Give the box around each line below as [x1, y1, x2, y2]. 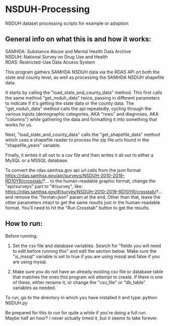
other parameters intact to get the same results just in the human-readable [5, 199, 160, 205]
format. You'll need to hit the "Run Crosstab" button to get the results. [5, 205, 150, 211]
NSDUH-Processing [5, 4, 90, 15]
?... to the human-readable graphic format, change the [42, 178, 156, 184]
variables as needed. [12, 285, 57, 291]
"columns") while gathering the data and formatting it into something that [5, 116, 157, 122]
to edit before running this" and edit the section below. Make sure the [12, 248, 157, 254]
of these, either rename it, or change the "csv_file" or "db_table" [12, 279, 146, 285]
